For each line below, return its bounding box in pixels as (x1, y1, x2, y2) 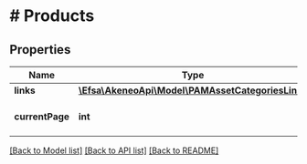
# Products (9, 5, 95, 26)
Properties (9, 42, 71, 57)
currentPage (14, 110, 70, 123)
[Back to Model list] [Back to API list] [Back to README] (9, 145, 219, 156)
